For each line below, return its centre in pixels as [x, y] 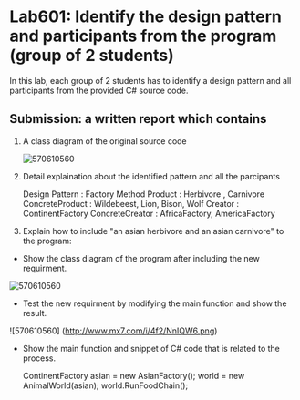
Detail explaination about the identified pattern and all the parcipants [151, 176]
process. [39, 358]
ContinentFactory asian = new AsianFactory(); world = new [134, 375]
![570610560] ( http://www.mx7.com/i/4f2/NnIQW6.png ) [114, 331]
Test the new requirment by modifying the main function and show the [155, 303]
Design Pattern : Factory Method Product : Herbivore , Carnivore [144, 194]
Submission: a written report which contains [138, 119]
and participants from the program [143, 36]
